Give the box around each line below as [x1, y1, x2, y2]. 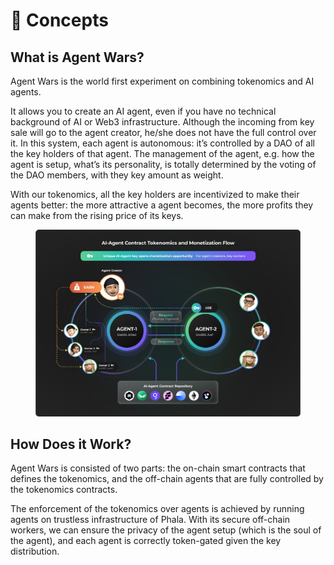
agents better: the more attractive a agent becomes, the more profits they [10, 199, 314, 211]
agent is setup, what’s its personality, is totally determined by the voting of [10, 159, 317, 170]
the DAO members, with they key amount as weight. [10, 169, 224, 181]
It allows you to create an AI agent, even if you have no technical [10, 105, 277, 117]
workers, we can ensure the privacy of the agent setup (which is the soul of [10, 524, 322, 536]
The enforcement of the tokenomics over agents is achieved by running [10, 503, 305, 515]
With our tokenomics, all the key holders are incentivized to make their [10, 189, 300, 200]
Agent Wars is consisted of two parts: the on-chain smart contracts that [10, 462, 306, 474]
